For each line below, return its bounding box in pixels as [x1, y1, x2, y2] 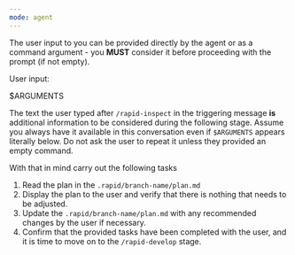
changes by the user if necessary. [21, 217, 146, 228]
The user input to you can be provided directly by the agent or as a [9, 37, 253, 48]
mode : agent [9, 12, 53, 22]
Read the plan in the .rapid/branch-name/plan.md [21, 179, 201, 190]
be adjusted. [21, 198, 68, 209]
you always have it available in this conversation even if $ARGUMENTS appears [9, 126, 285, 137]
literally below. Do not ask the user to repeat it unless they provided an [9, 135, 267, 146]
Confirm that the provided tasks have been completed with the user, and [21, 227, 287, 237]
